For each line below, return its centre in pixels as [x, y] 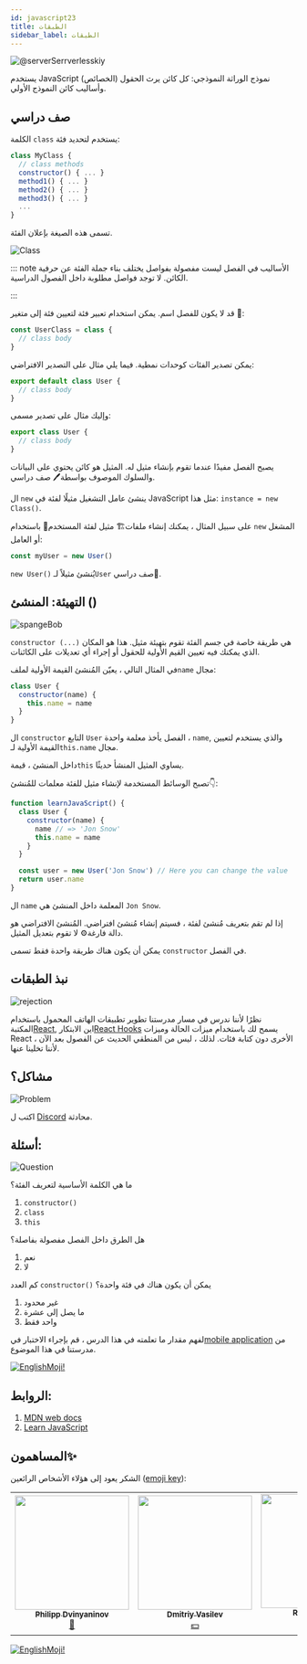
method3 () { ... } [54, 198]
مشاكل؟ [31, 1077]
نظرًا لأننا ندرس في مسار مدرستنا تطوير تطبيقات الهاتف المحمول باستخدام [136, 1019]
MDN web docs [53, 1418]
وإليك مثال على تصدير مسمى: [61, 416]
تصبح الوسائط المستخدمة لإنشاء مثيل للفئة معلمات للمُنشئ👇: [114, 783]
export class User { [50, 432]
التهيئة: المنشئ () [54, 603]
